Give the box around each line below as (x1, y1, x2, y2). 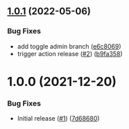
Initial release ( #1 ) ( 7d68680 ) (17, 114, 100, 123)
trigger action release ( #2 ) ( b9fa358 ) (17, 49, 123, 58)
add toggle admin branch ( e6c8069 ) (17, 42, 121, 51)
